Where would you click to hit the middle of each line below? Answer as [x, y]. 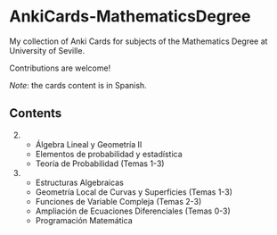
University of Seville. [47, 50]
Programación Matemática [84, 220]
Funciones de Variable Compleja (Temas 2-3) [118, 201]
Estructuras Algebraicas [80, 182]
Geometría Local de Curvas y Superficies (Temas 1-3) [134, 192]
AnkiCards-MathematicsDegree [130, 17]
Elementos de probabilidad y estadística [109, 154]
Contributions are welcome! [60, 68]
